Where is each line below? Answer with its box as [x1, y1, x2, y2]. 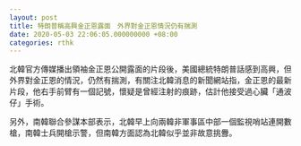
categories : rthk [9, 38, 74, 47]
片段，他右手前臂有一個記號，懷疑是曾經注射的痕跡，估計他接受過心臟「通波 [9, 86, 292, 97]
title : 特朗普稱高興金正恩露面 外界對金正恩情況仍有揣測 [9, 21, 198, 30]
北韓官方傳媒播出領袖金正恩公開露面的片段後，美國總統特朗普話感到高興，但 [9, 64, 292, 74]
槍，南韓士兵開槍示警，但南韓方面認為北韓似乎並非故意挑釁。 [9, 127, 237, 139]
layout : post [9, 13, 58, 22]
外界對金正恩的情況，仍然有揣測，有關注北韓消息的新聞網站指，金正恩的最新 [9, 75, 292, 86]
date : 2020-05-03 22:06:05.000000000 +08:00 [9, 30, 178, 39]
